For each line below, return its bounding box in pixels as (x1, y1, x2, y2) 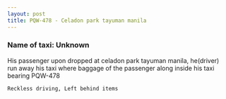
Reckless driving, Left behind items (7, 85, 119, 92)
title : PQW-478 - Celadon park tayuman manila (7, 17, 147, 24)
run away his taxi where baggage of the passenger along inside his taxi (7, 64, 215, 72)
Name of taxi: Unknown (7, 40, 90, 50)
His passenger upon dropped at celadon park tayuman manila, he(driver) (7, 56, 220, 64)
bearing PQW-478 (7, 71, 60, 80)
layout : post (7, 10, 46, 18)
